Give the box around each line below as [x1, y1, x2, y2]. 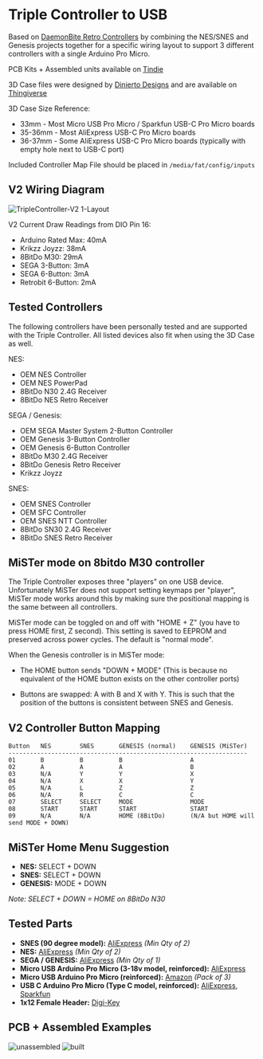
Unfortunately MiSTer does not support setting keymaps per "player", [8, 586, 236, 595]
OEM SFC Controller [19, 508, 87, 517]
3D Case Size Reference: [8, 104, 90, 113]
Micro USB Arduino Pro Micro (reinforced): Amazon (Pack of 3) [19, 972, 231, 982]
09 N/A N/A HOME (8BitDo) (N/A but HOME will [8, 812, 255, 820]
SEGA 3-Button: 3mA [19, 261, 89, 270]
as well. [8, 339, 33, 348]
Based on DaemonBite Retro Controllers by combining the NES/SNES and [8, 32, 249, 41]
